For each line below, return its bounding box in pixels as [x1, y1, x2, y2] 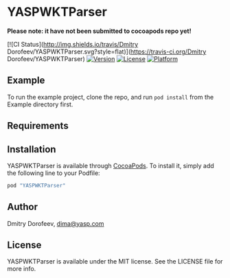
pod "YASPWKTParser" [7, 182, 67, 189]
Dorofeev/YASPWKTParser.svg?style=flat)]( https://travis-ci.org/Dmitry [7, 47, 207, 56]
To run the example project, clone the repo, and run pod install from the [7, 93, 214, 101]
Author [7, 201, 38, 213]
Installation [7, 143, 56, 155]
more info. [7, 265, 36, 273]
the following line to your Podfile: [7, 169, 101, 177]
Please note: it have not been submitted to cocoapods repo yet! [7, 27, 192, 35]
